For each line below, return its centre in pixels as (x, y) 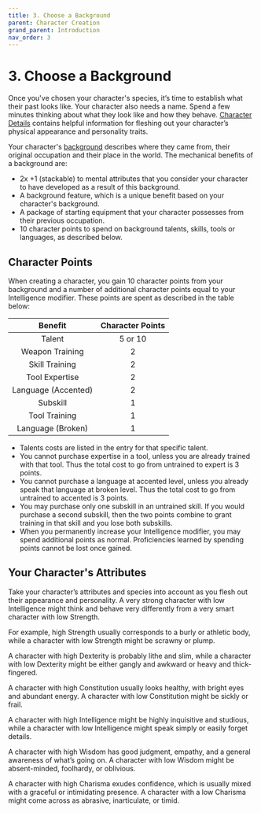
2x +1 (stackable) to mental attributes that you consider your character (134, 179)
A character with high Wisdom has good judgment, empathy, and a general (129, 752)
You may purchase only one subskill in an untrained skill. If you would (132, 506)
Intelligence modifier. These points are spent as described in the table (121, 297)
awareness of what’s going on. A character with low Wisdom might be (121, 759)
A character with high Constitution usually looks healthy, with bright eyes (126, 687)
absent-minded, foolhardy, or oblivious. (72, 768)
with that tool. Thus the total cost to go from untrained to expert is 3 (129, 464)
